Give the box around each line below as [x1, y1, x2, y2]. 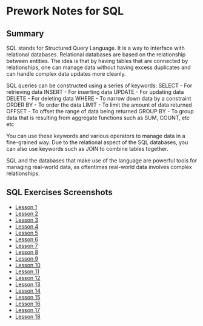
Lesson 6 [15, 235, 38, 243]
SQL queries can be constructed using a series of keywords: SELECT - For [6, 82, 193, 89]
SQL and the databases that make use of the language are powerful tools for [6, 157, 198, 164]
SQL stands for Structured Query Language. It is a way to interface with [6, 44, 185, 52]
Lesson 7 [15, 242, 38, 249]
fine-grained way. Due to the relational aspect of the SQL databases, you [6, 139, 188, 146]
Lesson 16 [15, 300, 41, 307]
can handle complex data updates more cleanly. [6, 70, 126, 77]
